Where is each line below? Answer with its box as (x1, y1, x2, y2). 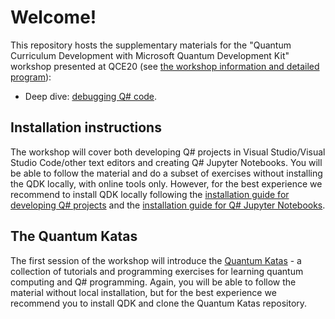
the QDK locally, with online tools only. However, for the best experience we (10, 177, 323, 190)
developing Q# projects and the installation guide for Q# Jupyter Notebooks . (10, 199, 326, 211)
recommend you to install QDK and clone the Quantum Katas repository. (10, 297, 308, 309)
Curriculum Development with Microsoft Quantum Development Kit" (10, 49, 290, 61)
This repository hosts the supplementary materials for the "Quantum (10, 39, 292, 51)
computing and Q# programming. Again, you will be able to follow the (10, 276, 297, 288)
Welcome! (10, 6, 97, 29)
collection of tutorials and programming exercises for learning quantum (10, 265, 304, 277)
